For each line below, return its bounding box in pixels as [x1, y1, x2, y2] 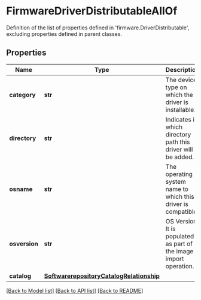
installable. [165, 105, 196, 114]
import [165, 254, 184, 263]
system [165, 177, 187, 186]
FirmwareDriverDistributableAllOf [6, 4, 178, 18]
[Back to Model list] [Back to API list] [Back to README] [6, 287, 144, 294]
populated [165, 232, 194, 240]
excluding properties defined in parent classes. [6, 30, 123, 37]
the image [165, 247, 194, 255]
